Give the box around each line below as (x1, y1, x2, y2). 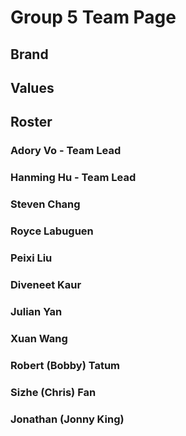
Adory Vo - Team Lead (10, 144, 122, 158)
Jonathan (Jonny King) (10, 412, 125, 426)
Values (10, 79, 55, 96)
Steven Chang (10, 197, 81, 211)
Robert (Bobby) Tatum (10, 358, 121, 372)
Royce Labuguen (10, 224, 94, 238)
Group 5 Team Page (10, 6, 177, 29)
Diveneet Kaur (10, 277, 82, 291)
